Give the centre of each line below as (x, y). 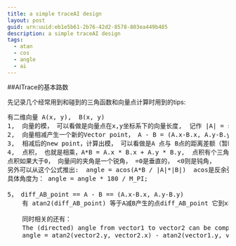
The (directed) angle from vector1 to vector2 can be (117, 228)
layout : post (26, 20)
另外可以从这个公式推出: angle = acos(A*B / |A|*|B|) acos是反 (114, 170)
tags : (15, 40)
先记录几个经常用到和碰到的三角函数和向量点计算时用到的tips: (97, 102)
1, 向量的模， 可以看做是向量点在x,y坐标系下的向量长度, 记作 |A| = (116, 126)
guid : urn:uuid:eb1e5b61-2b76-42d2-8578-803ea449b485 (88, 27)
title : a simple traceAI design (54, 14)
